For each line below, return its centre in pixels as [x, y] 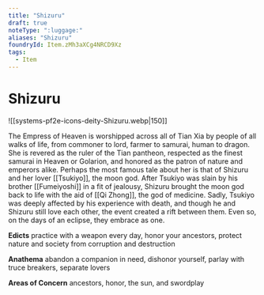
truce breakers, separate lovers [59, 267]
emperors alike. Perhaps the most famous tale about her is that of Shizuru [128, 169]
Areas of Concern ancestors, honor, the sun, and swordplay [106, 282]
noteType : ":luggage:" [45, 30]
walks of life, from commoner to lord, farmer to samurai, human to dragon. [129, 144]
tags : [17, 52]
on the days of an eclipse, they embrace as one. [87, 220]
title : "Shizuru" [37, 15]
